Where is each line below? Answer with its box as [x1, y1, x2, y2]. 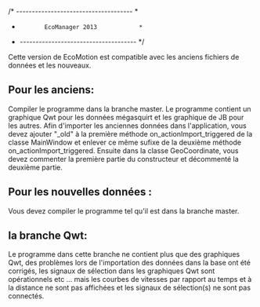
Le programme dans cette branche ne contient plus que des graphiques [8, 250, 240, 259]
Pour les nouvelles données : [8, 185, 153, 199]
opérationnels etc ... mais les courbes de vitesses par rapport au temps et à [8, 275, 252, 284]
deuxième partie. [8, 163, 63, 172]
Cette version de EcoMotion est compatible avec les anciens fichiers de [8, 53, 240, 61]
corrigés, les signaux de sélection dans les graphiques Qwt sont [8, 266, 215, 276]
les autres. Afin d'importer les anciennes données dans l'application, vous [8, 121, 247, 130]
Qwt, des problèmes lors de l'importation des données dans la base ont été [8, 258, 251, 268]
